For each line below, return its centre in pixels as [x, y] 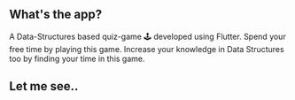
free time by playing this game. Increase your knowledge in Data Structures [147, 49]
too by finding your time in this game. [77, 58]
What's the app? [56, 15]
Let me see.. [44, 86]
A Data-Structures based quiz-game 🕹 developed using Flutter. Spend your [147, 36]
